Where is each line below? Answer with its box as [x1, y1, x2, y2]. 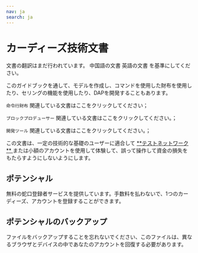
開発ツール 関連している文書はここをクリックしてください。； [6, 127, 151, 134]
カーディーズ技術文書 [6, 41, 109, 55]
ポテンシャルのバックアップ [6, 216, 108, 226]
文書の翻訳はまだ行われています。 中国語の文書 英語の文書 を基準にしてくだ [6, 62, 191, 69]
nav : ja [6, 8, 25, 15]
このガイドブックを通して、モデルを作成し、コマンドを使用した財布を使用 [6, 82, 187, 89]
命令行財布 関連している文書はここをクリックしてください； [6, 102, 149, 109]
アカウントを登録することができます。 [31, 197, 124, 205]
